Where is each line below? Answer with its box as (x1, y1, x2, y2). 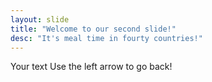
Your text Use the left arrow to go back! (10, 61, 173, 73)
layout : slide (10, 14, 70, 25)
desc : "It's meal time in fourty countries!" (10, 33, 203, 43)
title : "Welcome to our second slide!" (10, 24, 177, 34)
